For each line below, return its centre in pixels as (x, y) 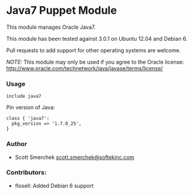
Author (17, 144)
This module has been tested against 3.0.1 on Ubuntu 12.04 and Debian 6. (97, 38)
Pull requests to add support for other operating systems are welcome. (94, 50)
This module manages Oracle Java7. (51, 27)
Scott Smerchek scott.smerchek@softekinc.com (75, 157)
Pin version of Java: (31, 107)
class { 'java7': (28, 118)
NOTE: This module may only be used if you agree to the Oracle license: (95, 62)
